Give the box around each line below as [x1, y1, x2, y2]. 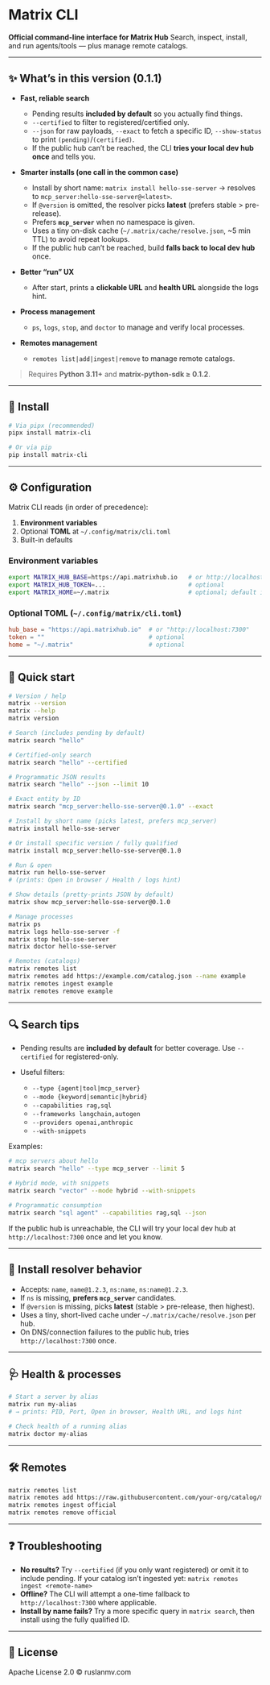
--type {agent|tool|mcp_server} [31, 1085, 141, 1093]
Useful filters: [19, 1068, 66, 1077]
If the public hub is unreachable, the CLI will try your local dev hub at [8, 1223, 236, 1233]
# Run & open [8, 861, 52, 869]
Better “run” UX [19, 267, 75, 276]
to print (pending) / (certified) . [31, 135, 135, 144]
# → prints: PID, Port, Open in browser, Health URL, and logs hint [8, 1408, 243, 1416]
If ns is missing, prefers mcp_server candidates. [19, 1293, 177, 1302]
